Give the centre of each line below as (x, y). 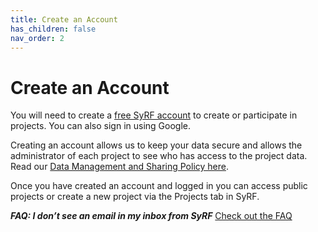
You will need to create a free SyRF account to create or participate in (154, 115)
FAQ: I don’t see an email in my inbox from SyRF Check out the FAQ (151, 216)
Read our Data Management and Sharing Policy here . (119, 167)
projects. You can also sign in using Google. (101, 126)
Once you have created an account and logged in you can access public (159, 186)
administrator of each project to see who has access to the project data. (159, 156)
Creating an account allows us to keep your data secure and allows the (156, 145)
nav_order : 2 (37, 38)
